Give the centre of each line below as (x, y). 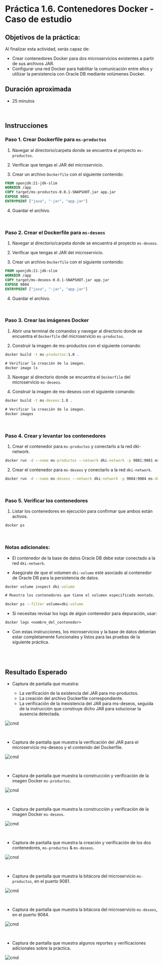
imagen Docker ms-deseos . (38, 814)
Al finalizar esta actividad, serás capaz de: (47, 49)
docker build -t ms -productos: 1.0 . (42, 354)
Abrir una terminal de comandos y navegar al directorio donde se (77, 331)
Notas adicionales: (27, 547)
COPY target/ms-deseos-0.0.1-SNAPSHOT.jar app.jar (57, 280)
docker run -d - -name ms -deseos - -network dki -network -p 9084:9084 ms (79, 479)
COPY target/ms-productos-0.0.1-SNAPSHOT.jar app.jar (61, 192)
